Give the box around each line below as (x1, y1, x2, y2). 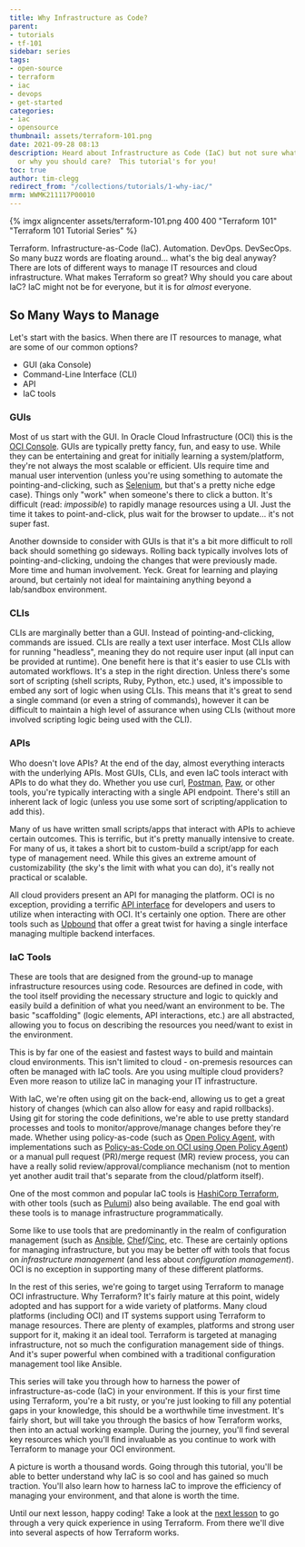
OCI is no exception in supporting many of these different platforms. (9, 1264, 264, 1274)
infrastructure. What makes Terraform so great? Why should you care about (9, 272, 293, 283)
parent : (9, 22, 39, 31)
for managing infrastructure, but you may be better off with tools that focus (9, 1245, 290, 1254)
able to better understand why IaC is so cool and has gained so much (9, 1471, 270, 1482)
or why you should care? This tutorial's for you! (17, 156, 218, 166)
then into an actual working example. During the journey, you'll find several (9, 1424, 290, 1435)
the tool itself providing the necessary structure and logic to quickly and (9, 991, 279, 1001)
